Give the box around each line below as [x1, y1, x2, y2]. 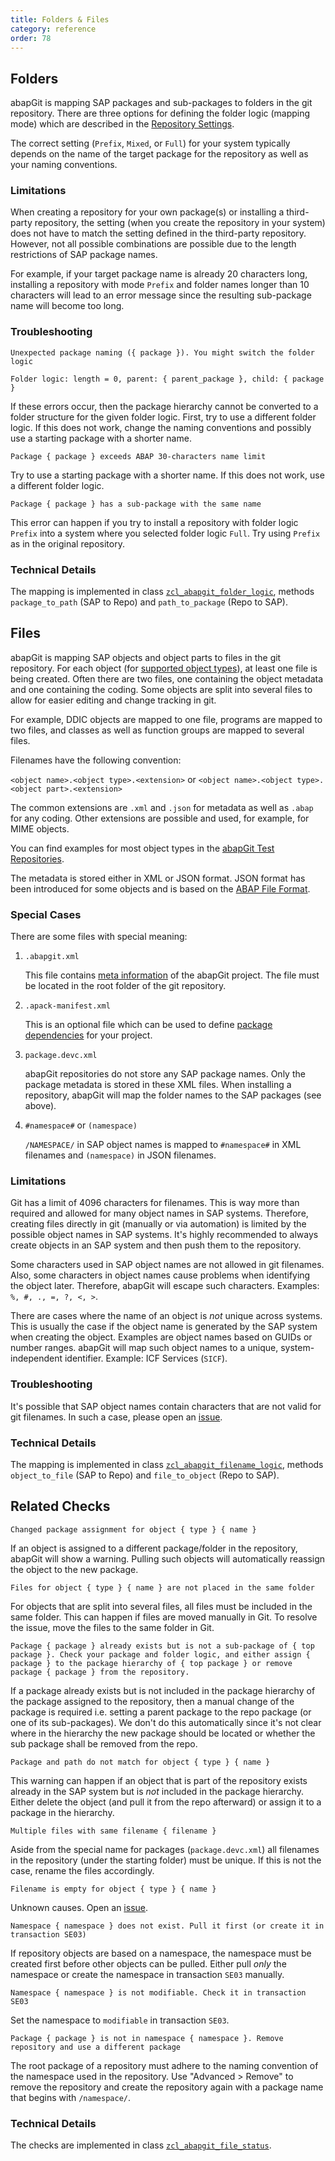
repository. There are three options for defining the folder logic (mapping [10, 107, 311, 120]
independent [10, 1352, 63, 1365]
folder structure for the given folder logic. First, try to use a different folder [10, 411, 317, 423]
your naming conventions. [10, 159, 118, 171]
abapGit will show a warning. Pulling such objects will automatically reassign [10, 1552, 326, 1565]
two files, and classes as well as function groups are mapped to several [10, 724, 305, 736]
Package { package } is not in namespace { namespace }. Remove [10, 2033, 284, 2043]
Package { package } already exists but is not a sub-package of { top [10, 1641, 315, 1651]
